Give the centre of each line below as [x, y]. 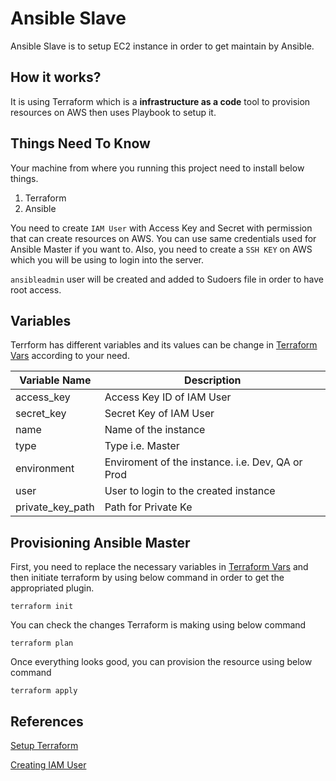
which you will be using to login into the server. [107, 259]
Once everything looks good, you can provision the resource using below [161, 662]
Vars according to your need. [70, 356]
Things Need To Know [80, 143]
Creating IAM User [48, 765]
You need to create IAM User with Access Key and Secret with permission [161, 228]
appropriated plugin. [52, 588]
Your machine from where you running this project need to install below [157, 168]
